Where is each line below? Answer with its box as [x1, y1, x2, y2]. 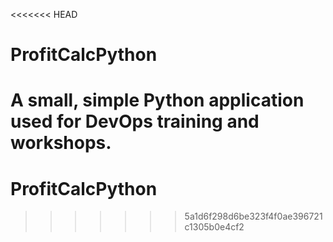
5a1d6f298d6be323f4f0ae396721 [184, 210, 323, 223]
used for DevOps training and [10, 110, 260, 133]
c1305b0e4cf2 [184, 221, 245, 233]
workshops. [10, 132, 112, 154]
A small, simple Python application [10, 89, 305, 112]
